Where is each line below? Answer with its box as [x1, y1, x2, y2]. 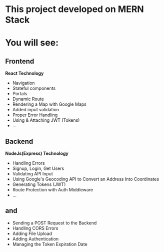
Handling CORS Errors [12, 225, 58, 231]
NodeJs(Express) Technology [5, 150, 68, 156]
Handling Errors [12, 160, 45, 166]
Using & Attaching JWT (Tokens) [12, 117, 80, 123]
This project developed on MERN [5, 4, 144, 15]
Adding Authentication [12, 235, 59, 241]
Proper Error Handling [12, 112, 58, 118]
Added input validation [12, 107, 59, 113]
